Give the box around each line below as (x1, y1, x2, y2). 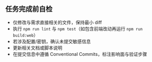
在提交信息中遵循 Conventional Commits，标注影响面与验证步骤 (12, 51, 147, 57)
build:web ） (12, 32, 38, 38)
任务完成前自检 (5, 5, 53, 14)
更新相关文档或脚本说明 (12, 45, 62, 51)
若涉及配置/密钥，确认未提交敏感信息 (12, 38, 91, 44)
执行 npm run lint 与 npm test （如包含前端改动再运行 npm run (12, 25, 143, 32)
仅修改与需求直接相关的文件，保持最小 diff (12, 19, 102, 25)
